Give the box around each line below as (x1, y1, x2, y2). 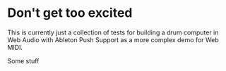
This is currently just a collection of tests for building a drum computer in (7, 28, 219, 37)
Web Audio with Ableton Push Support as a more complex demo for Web (7, 35, 219, 44)
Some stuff (7, 56, 40, 65)
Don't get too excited (7, 5, 133, 21)
